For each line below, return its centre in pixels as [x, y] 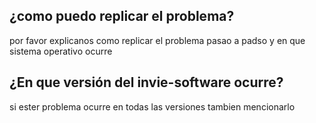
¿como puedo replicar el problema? [122, 16]
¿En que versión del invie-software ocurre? [146, 82]
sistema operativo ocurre [61, 51]
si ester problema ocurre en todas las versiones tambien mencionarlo [152, 106]
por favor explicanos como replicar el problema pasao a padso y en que [157, 40]
